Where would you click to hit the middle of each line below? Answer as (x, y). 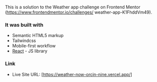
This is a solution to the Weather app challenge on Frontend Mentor (73, 7)
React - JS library (30, 51)
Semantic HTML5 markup (38, 36)
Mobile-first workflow (34, 46)
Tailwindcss (24, 41)
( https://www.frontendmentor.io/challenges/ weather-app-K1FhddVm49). (79, 12)
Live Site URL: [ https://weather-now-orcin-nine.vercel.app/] (72, 74)
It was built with (24, 25)
